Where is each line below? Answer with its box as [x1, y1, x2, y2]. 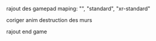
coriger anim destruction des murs [6, 17, 93, 23]
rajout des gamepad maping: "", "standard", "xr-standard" [6, 5, 151, 12]
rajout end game [6, 28, 47, 35]
